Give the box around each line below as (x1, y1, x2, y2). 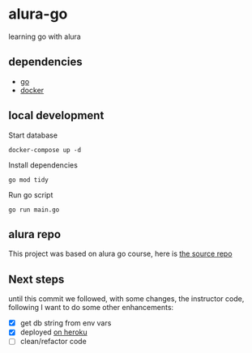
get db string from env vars (19, 318, 112, 328)
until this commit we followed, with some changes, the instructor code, (8, 294, 245, 304)
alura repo (8, 228, 62, 241)
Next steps (8, 272, 65, 286)
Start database (8, 130, 58, 140)
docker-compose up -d (8, 146, 82, 154)
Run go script (8, 189, 53, 199)
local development (8, 108, 105, 122)
